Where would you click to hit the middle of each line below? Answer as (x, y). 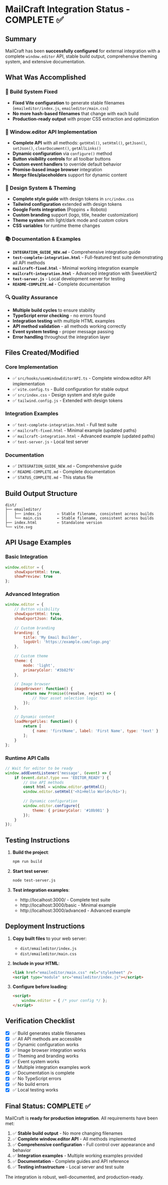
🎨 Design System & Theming (40, 188)
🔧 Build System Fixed (31, 92)
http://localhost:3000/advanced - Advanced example (75, 910)
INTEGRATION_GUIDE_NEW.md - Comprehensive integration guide (76, 252)
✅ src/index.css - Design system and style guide (64, 395)
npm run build (27, 862)
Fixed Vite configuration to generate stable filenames (68, 103)
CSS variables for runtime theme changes (56, 226)
